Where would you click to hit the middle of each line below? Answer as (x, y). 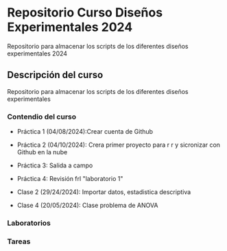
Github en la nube (42, 152)
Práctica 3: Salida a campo (55, 165)
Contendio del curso (42, 117)
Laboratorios (29, 223)
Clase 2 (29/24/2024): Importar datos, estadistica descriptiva (104, 192)
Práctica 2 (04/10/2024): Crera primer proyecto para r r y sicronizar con (119, 145)
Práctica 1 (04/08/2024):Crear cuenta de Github (85, 132)
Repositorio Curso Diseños (85, 13)
